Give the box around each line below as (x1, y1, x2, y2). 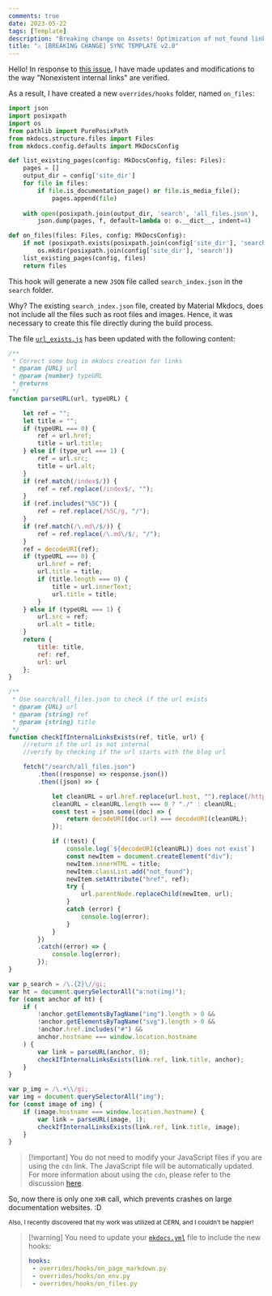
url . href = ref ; (37, 560, 92, 569)
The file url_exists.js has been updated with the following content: (8, 333, 236, 343)
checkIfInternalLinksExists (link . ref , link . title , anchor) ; (37, 1055, 244, 1063)
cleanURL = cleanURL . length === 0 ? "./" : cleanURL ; (51, 800, 237, 808)
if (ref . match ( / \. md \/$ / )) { (23, 522, 121, 530)
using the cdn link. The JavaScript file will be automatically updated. (28, 1161, 254, 1171)
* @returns (11, 380, 49, 388)
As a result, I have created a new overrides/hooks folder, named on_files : (8, 88, 255, 98)
